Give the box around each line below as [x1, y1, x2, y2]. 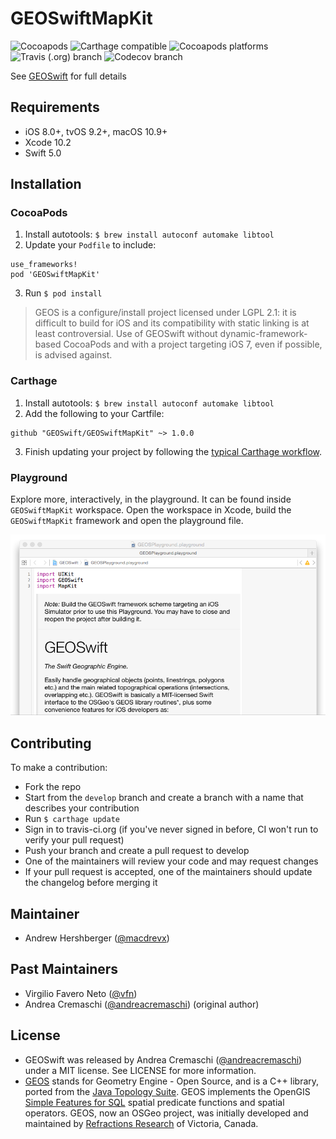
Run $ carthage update [24, 813, 120, 825]
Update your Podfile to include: [24, 239, 157, 251]
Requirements [10, 99, 100, 116]
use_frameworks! [10, 260, 78, 270]
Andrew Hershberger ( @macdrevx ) [24, 932, 170, 944]
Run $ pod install [24, 287, 103, 299]
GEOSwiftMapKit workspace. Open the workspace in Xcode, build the [10, 504, 292, 516]
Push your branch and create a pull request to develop [24, 845, 250, 857]
